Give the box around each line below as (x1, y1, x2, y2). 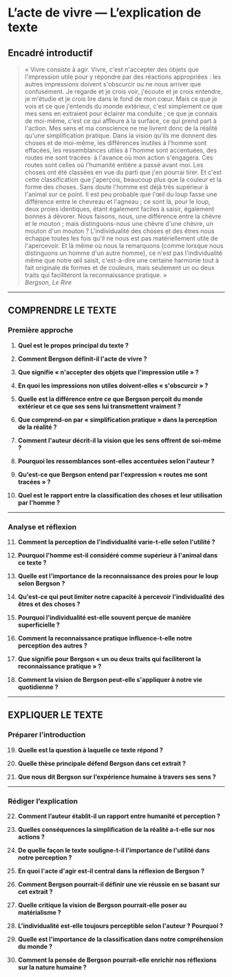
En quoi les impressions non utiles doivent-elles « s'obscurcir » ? (17, 381, 209, 390)
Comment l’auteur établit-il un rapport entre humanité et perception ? (17, 812, 221, 820)
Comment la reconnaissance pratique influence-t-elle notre (17, 634, 192, 642)
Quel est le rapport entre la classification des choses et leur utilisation (17, 491, 223, 499)
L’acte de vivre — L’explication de (8, 5, 202, 21)
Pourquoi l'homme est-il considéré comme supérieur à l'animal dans (17, 551, 218, 559)
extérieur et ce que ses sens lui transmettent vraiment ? (17, 402, 181, 410)
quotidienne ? (17, 683, 59, 691)
